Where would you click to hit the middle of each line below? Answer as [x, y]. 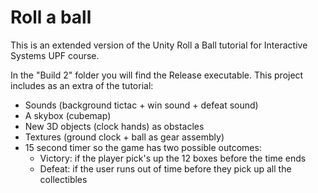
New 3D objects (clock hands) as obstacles [114, 126]
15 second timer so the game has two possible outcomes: [143, 147]
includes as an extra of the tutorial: [82, 85]
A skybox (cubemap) [68, 115]
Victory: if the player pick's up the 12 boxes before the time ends [173, 158]
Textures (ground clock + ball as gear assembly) [124, 137]
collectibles [63, 179]
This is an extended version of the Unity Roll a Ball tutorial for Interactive [159, 45]
